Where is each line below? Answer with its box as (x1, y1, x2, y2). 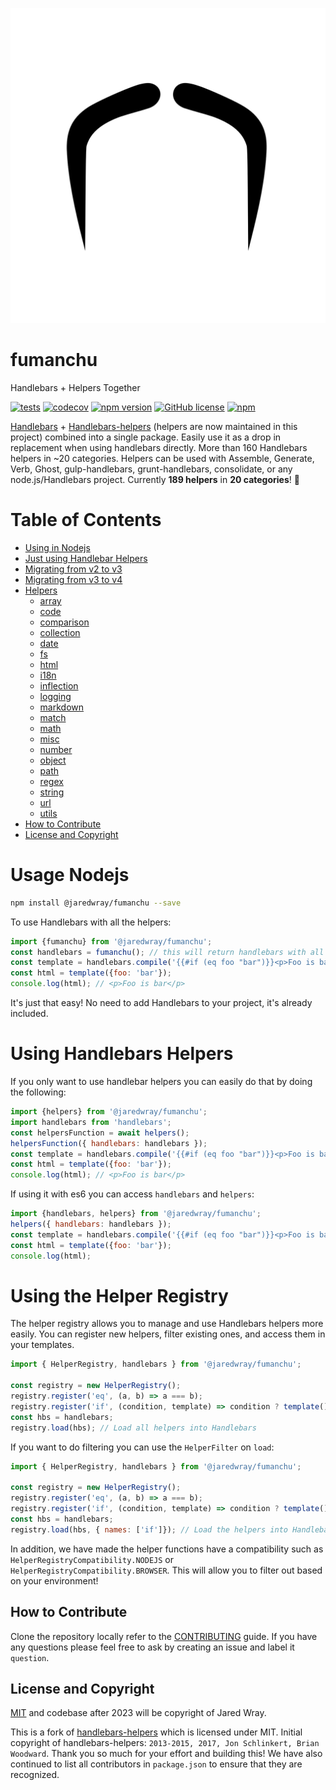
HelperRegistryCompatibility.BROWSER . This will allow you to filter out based (10, 1564, 323, 1576)
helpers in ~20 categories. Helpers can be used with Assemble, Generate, (10, 452, 315, 464)
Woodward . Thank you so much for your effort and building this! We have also (10, 1748, 323, 1760)
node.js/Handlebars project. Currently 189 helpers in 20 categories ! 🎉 (10, 473, 300, 485)
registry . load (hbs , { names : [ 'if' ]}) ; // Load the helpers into (10, 1524, 288, 1535)
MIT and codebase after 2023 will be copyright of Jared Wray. (10, 1707, 267, 1719)
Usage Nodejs (10, 864, 130, 887)
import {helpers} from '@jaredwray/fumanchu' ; (10, 1107, 208, 1117)
